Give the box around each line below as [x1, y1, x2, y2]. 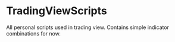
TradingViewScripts [6, 4, 107, 18]
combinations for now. [6, 30, 61, 37]
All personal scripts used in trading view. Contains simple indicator [6, 24, 170, 31]
